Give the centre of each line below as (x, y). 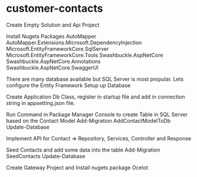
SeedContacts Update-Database (46, 156)
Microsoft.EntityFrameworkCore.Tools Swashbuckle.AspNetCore (85, 55)
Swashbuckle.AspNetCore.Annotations (53, 61)
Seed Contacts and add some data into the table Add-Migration (83, 150)
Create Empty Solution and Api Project (53, 25)
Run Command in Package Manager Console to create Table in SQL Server (97, 114)
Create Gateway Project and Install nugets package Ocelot (77, 168)
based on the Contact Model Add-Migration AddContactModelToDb (88, 120)
